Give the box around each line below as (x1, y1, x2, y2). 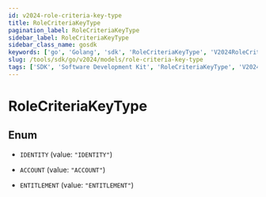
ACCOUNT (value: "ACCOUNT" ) (19, 165, 105, 174)
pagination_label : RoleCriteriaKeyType (8, 26, 140, 34)
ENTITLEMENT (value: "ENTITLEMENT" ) (19, 180, 135, 190)
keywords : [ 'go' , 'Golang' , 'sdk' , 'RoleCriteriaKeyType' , (8, 48, 207, 56)
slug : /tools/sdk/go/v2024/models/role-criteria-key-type (8, 56, 203, 64)
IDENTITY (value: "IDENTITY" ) (19, 150, 113, 159)
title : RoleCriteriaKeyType (8, 19, 101, 27)
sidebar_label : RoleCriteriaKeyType (8, 33, 129, 42)
